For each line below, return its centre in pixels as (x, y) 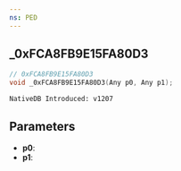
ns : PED (24, 17)
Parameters (42, 126)
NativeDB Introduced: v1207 (62, 99)
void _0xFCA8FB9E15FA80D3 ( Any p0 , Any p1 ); (91, 83)
